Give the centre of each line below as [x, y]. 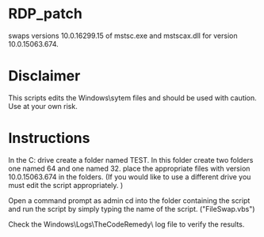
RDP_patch [46, 14]
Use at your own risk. [43, 106]
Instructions [49, 138]
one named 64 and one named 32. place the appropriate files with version [129, 168]
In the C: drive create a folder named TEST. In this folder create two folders [131, 160]
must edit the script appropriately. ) [66, 185]
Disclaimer [44, 76]
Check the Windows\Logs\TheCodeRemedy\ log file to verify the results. [126, 224]
